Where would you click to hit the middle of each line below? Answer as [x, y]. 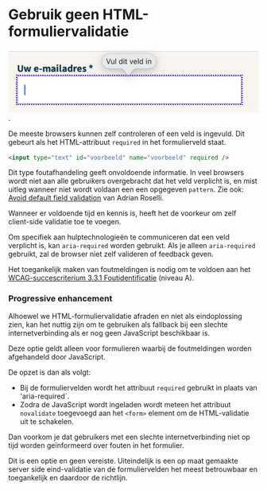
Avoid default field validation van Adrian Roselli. [86, 198]
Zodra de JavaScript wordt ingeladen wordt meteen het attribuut [125, 404]
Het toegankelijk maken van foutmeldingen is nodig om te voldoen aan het [130, 270]
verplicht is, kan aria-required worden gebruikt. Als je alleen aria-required [132, 246]
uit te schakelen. [46, 421]
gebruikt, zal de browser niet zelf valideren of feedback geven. [111, 254]
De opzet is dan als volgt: [50, 372]
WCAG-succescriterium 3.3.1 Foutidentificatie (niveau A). [101, 278]
